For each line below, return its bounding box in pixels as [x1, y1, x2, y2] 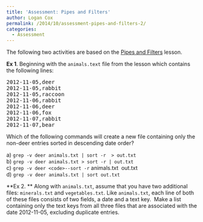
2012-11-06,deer [6, 103, 55, 110]
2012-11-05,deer [6, 79, 55, 86]
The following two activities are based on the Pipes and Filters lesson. [6, 48, 182, 56]
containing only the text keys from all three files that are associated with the [6, 202, 197, 210]
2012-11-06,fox [6, 109, 52, 116]
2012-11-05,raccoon [6, 91, 65, 98]
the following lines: [6, 67, 54, 74]
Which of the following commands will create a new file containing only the [6, 133, 196, 141]
